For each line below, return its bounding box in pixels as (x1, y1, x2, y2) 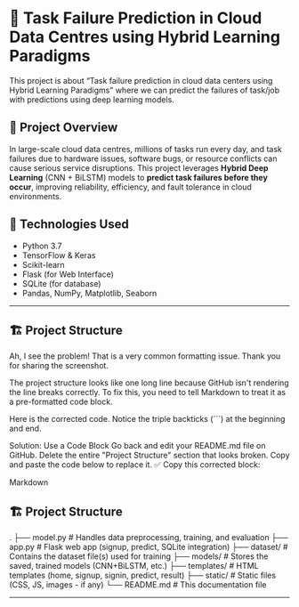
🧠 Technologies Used (9, 217, 129, 232)
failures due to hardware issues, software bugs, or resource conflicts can (9, 153, 278, 164)
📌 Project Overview (9, 120, 118, 135)
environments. (9, 190, 62, 201)
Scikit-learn (21, 259, 65, 270)
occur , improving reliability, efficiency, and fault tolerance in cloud (9, 182, 252, 192)
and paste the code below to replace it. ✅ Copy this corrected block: (9, 459, 261, 470)
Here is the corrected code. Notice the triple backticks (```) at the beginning (9, 414, 286, 425)
